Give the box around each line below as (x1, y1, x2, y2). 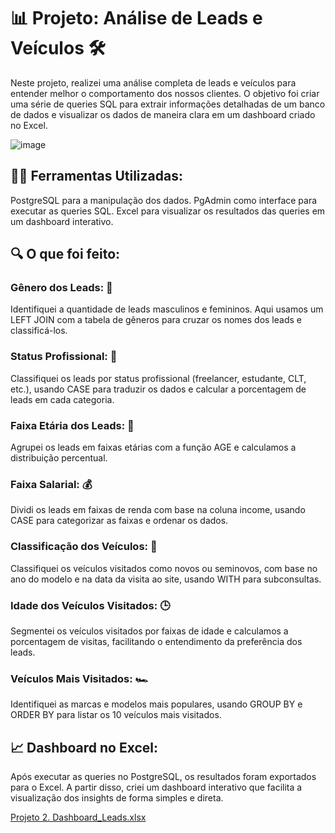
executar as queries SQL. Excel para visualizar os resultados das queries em (10, 205, 326, 217)
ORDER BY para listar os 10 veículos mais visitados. (10, 709, 222, 721)
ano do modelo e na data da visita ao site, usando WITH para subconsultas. (10, 573, 322, 585)
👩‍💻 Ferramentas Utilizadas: (10, 168, 183, 185)
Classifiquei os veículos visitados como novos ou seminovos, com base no (10, 562, 318, 574)
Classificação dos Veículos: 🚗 (10, 540, 158, 554)
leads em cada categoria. (10, 393, 115, 405)
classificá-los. (10, 325, 68, 337)
